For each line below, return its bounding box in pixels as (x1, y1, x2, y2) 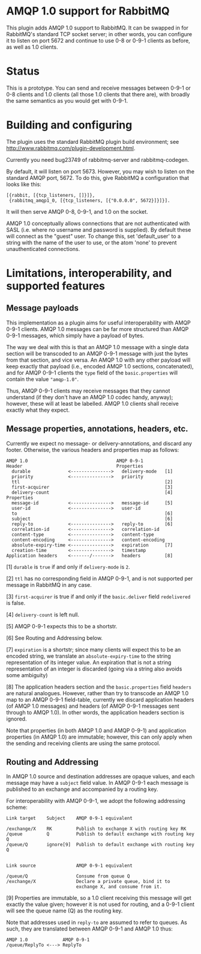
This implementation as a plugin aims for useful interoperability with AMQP (6, 319, 191, 326)
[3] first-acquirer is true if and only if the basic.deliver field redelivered (6, 593, 191, 600)
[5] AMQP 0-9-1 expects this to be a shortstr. (6, 622, 118, 630)
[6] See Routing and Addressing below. (6, 634, 103, 642)
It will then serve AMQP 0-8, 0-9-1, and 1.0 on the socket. (6, 208, 148, 215)
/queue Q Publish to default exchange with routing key (6, 831, 195, 837)
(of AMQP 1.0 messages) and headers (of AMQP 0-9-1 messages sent (6, 702, 180, 710)
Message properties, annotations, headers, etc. (6, 424, 188, 434)
